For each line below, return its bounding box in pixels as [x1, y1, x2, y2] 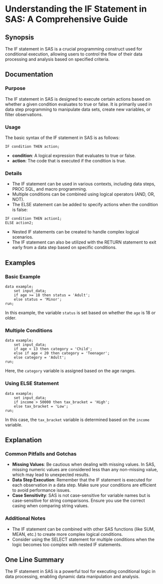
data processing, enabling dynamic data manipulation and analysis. [5, 574, 140, 580]
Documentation [5, 71, 54, 79]
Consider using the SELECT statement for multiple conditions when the [12, 536, 155, 542]
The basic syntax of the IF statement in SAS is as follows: [5, 135, 120, 141]
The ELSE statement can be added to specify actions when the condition [12, 202, 158, 208]
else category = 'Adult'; [14, 355, 67, 360]
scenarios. [12, 234, 34, 240]
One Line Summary [5, 555, 64, 564]
